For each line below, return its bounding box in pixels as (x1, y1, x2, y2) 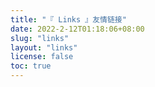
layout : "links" (10, 42, 78, 53)
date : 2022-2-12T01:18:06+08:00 (10, 24, 145, 34)
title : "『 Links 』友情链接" (10, 14, 127, 25)
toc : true (10, 61, 52, 71)
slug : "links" (10, 33, 70, 43)
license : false (10, 52, 74, 62)
